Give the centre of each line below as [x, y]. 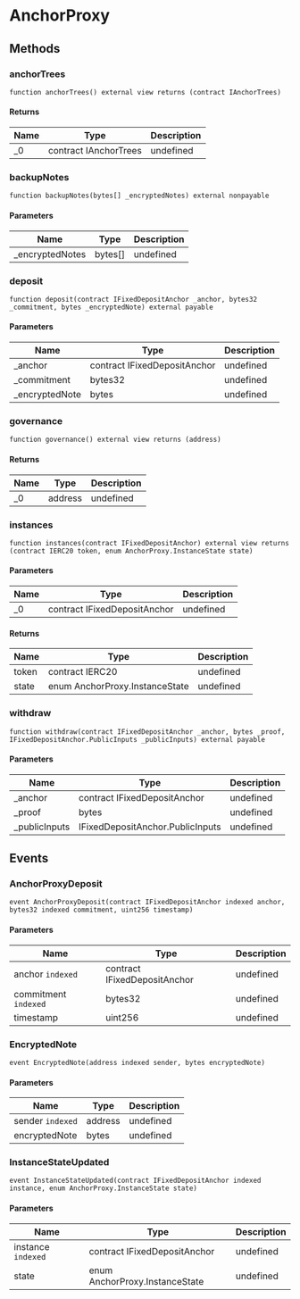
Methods [35, 49]
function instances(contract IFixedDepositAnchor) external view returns [150, 543]
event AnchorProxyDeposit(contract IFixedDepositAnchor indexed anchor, [147, 903]
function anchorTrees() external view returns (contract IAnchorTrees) [145, 92]
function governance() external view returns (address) [115, 440]
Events [29, 858]
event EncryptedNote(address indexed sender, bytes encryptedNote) [137, 1062]
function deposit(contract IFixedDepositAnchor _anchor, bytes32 [133, 299]
